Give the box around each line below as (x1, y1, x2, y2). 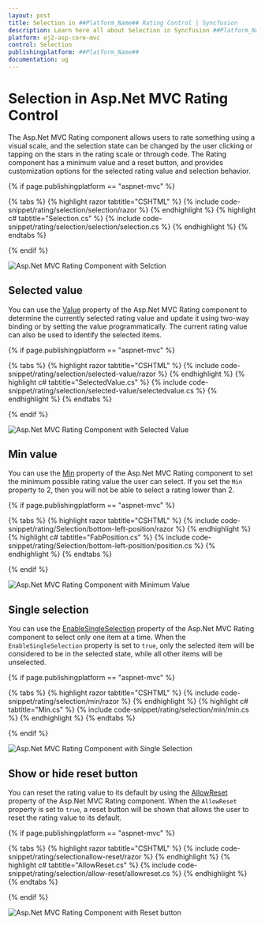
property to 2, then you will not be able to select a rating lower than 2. (8, 485, 235, 494)
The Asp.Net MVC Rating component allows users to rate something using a (8, 132, 256, 142)
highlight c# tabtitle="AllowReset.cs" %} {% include (8, 860, 176, 870)
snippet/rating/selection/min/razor (8, 697, 120, 706)
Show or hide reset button (8, 767, 138, 780)
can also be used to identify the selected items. (8, 329, 162, 340)
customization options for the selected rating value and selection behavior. (8, 166, 251, 175)
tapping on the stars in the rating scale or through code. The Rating (8, 149, 227, 159)
